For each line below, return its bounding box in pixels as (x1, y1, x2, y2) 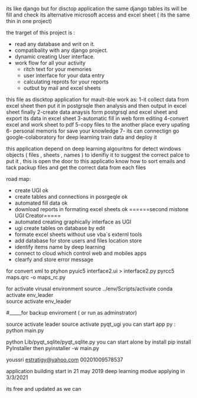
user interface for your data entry (23, 72, 105, 79)
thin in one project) (6, 18, 52, 24)
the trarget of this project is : (6, 29, 75, 36)
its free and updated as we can (6, 386, 81, 392)
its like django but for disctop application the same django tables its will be (6, 5, 188, 12)
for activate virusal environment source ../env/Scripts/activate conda (6, 285, 173, 292)
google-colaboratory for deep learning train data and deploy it (6, 134, 157, 141)
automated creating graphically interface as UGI (14, 218, 132, 225)
